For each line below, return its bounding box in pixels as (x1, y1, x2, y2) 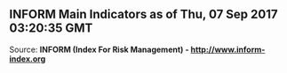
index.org (9, 53, 46, 64)
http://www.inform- (190, 44, 266, 55)
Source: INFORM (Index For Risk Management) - (9, 44, 189, 55)
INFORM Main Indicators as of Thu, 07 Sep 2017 (9, 7, 278, 22)
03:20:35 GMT (9, 21, 93, 36)
